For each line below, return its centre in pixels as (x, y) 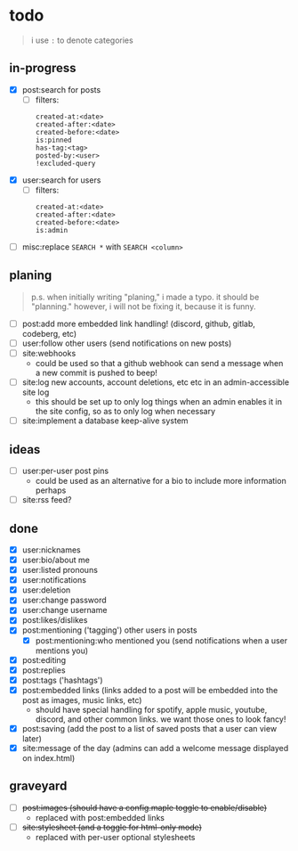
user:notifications (54, 580)
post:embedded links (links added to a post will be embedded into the (150, 690)
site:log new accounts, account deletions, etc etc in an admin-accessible (156, 382)
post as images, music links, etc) (82, 700)
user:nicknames (52, 550)
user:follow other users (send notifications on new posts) (127, 343)
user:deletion (46, 590)
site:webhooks (49, 353)
